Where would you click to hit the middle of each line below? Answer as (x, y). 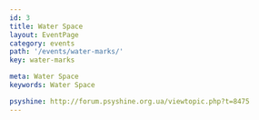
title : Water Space (46, 26)
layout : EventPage (44, 35)
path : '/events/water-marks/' (67, 52)
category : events (42, 43)
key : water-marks (42, 60)
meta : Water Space (44, 77)
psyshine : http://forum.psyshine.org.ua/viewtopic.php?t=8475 (129, 101)
